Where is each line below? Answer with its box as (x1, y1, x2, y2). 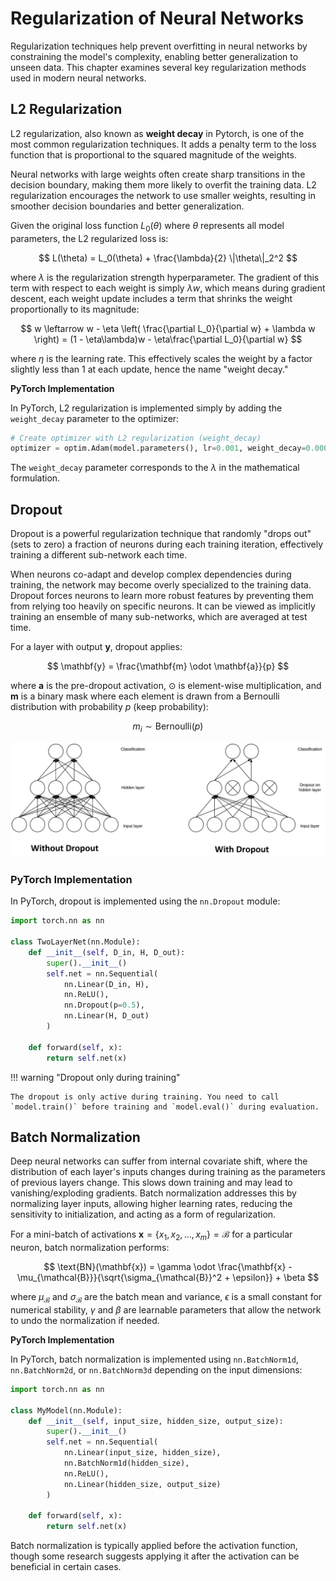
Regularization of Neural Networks (10, 7, 305, 30)
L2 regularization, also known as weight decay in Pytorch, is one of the (10, 127, 305, 139)
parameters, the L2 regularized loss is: (10, 232, 169, 244)
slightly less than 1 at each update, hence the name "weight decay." (10, 363, 289, 375)
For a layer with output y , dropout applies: (10, 641, 183, 653)
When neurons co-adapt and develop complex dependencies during (10, 568, 292, 581)
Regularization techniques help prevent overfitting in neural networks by (10, 40, 308, 52)
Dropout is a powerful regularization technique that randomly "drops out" (10, 528, 312, 540)
